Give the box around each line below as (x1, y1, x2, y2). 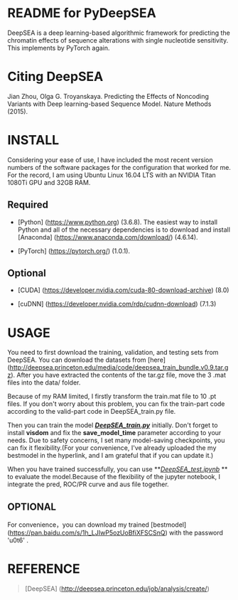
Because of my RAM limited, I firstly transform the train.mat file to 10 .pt (7, 392, 217, 401)
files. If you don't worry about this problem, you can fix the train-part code (7, 400, 225, 408)
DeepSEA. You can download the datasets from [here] (7, 355, 166, 364)
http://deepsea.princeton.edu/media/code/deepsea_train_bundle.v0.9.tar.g (9, 363, 229, 372)
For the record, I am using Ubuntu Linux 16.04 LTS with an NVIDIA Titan (7, 171, 217, 179)
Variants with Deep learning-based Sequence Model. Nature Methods (7, 100, 212, 108)
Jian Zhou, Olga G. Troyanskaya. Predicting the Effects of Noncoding (7, 92, 210, 100)
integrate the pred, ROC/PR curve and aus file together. (7, 480, 169, 488)
